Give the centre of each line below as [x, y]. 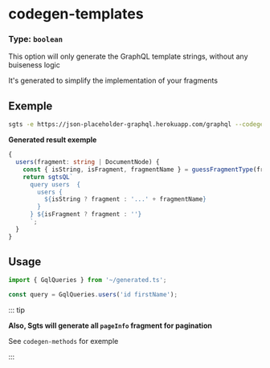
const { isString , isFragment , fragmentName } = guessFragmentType [138, 170]
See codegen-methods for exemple [63, 341]
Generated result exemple [53, 140]
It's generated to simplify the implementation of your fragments [113, 80]
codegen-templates [76, 14]
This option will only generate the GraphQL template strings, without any [128, 56]
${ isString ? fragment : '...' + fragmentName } [125, 199]
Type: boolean [35, 39]
